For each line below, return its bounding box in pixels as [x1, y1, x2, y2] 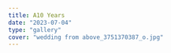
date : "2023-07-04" [8, 19, 72, 26]
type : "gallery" [8, 26, 61, 34]
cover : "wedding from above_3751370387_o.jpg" [8, 33, 164, 41]
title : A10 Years [8, 11, 65, 19]
